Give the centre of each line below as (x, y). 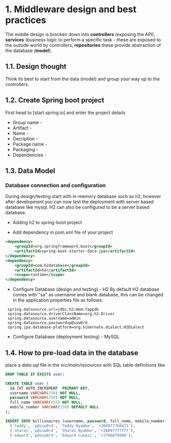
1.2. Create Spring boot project (55, 100)
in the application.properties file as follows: (58, 300)
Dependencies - (30, 155)
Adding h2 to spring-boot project (47, 223)
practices (26, 20)
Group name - (27, 122)
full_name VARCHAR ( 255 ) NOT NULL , (46, 403)
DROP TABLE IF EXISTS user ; (35, 374)
